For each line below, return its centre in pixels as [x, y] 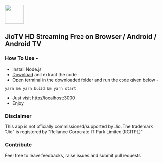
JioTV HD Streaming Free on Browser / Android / [81, 37]
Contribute [19, 144]
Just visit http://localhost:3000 [43, 98]
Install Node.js [27, 69]
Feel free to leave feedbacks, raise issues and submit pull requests [73, 156]
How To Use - [21, 58]
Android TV [23, 44]
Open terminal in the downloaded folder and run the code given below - [85, 80]
